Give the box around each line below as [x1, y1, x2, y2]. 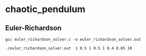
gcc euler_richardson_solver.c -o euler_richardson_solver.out [5, 37, 141, 42]
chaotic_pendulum [5, 4, 86, 15]
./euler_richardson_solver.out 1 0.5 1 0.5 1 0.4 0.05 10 [5, 46, 132, 51]
